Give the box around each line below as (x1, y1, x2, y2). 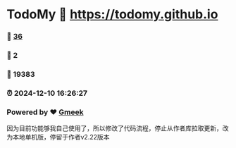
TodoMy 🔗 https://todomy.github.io (6, 6, 218, 23)
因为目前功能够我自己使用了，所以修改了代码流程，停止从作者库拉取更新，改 (6, 124, 229, 132)
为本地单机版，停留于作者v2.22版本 (6, 133, 110, 142)
